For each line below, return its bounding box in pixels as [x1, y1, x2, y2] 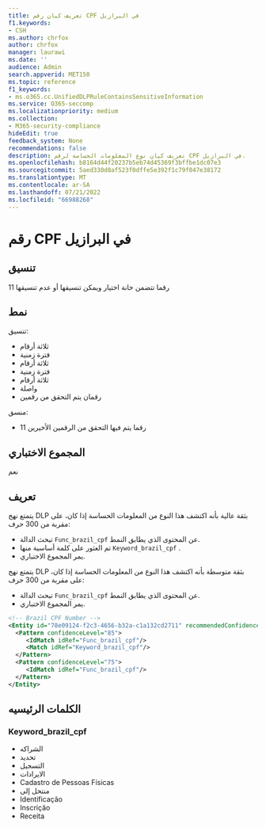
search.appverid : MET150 [8, 71, 90, 78]
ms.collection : [8, 115, 59, 123]
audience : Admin [8, 63, 62, 71]
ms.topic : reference [8, 78, 77, 86]
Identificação [19, 795, 63, 804]
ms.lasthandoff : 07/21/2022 [8, 188, 101, 196]
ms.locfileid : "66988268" [8, 196, 93, 204]
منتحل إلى [19, 786, 50, 796]
